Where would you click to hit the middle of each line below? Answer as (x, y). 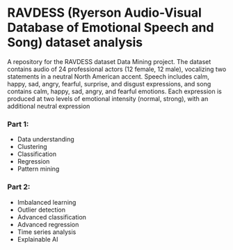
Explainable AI (38, 239)
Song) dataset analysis (75, 42)
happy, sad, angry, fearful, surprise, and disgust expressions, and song (109, 84)
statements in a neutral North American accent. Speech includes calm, (109, 76)
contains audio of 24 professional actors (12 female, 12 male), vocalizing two (117, 69)
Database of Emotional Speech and (111, 28)
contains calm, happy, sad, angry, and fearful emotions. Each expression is (115, 91)
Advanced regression (48, 224)
